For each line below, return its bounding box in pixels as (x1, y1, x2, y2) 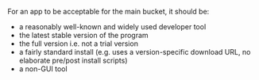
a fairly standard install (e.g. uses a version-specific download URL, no (18, 48, 251, 56)
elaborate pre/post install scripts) (18, 55, 128, 65)
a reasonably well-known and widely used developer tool (18, 22, 207, 31)
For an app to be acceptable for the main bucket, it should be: (7, 7, 210, 16)
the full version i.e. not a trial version (18, 39, 138, 48)
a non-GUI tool (18, 64, 68, 74)
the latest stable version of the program (18, 31, 149, 40)
